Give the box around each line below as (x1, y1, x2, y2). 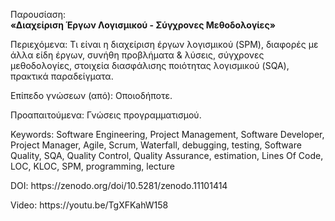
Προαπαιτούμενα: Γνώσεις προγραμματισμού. (10, 109, 202, 121)
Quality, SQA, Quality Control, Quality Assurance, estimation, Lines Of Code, (10, 150, 324, 161)
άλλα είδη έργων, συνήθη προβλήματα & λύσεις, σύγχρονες (10, 49, 265, 61)
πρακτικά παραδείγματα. (10, 70, 114, 82)
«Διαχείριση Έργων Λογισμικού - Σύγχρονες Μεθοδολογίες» (10, 19, 276, 31)
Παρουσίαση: (10, 9, 67, 20)
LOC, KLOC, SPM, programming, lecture (10, 160, 175, 172)
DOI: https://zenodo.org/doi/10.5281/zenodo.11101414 (10, 180, 228, 191)
